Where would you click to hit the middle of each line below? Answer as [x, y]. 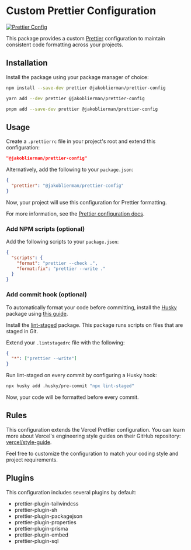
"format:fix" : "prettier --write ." [61, 269]
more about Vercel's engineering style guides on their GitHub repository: [93, 436]
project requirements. [32, 460]
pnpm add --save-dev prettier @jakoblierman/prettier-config [82, 109]
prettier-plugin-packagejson [48, 516]
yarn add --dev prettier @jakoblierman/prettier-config [75, 98]
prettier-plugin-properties [46, 522]
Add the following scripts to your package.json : [62, 241]
